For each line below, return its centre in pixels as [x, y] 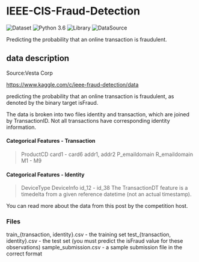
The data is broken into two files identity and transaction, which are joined [98, 114]
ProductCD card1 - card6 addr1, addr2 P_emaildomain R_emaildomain [107, 154]
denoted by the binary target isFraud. [52, 102]
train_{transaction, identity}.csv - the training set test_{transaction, [89, 235]
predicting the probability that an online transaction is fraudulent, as [90, 96]
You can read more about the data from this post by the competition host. [97, 206]
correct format [24, 254]
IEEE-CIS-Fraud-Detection [73, 11]
